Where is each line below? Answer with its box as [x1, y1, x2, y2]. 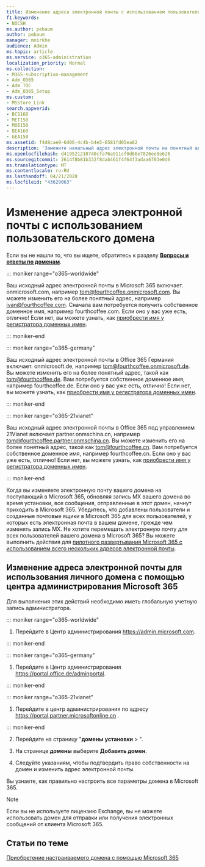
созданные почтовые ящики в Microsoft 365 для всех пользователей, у [6, 512, 192, 519]
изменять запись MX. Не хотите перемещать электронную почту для [6, 525, 188, 533]
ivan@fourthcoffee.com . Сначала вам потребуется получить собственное [6, 301, 198, 308]
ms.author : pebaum [6, 26, 53, 32]
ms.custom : [6, 94, 34, 100]
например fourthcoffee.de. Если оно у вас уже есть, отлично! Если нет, [6, 382, 192, 389]
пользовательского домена [6, 231, 155, 245]
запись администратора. [6, 604, 71, 611]
